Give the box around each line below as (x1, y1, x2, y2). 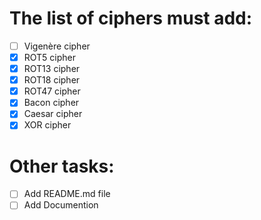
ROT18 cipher (23, 74, 81, 86)
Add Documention (23, 199, 99, 211)
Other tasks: (9, 155, 115, 177)
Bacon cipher (23, 97, 80, 109)
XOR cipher (23, 119, 72, 131)
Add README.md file (23, 188, 111, 200)
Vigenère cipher (23, 40, 91, 52)
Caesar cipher (23, 108, 83, 120)
